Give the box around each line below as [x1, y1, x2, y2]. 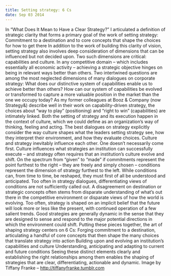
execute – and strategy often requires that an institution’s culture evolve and [5, 151, 164, 157]
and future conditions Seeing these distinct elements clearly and [5, 248, 140, 255]
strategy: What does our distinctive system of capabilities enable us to [5, 80, 153, 87]
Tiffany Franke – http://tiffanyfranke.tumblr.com [5, 265, 105, 271]
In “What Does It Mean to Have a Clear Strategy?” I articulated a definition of [5, 26, 165, 32]
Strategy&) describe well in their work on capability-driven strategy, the [5, 102, 155, 108]
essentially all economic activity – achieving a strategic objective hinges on [5, 64, 163, 70]
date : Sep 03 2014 [5, 12, 44, 17]
